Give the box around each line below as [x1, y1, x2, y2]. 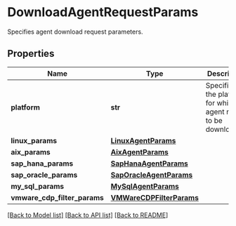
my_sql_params [11, 181, 65, 191]
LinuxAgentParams [110, 135, 176, 145]
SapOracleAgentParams [110, 170, 193, 180]
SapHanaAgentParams [110, 159, 188, 168]
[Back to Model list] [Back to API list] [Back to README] [7, 211, 169, 219]
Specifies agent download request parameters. [7, 27, 143, 36]
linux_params [11, 135, 58, 145]
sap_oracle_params [11, 170, 78, 180]
